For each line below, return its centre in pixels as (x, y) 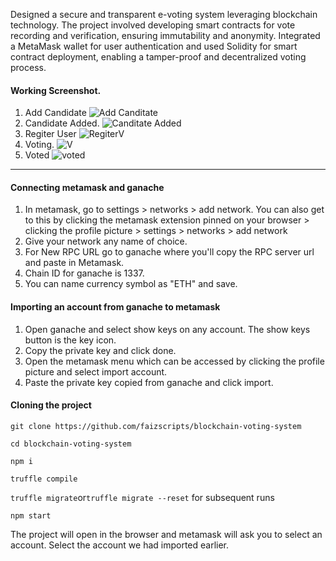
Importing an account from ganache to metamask (115, 307)
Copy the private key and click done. (100, 350)
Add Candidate (55, 113)
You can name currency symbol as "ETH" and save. (131, 284)
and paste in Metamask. (74, 263)
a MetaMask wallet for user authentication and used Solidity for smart (154, 46)
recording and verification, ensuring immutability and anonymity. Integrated (165, 35)
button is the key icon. (70, 340)
